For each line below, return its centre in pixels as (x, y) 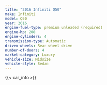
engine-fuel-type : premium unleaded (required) (54, 28)
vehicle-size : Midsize (28, 59)
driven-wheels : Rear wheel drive (39, 46)
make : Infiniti (20, 14)
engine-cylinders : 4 (26, 37)
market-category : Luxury (30, 55)
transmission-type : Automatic (36, 41)
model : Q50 (16, 18)
